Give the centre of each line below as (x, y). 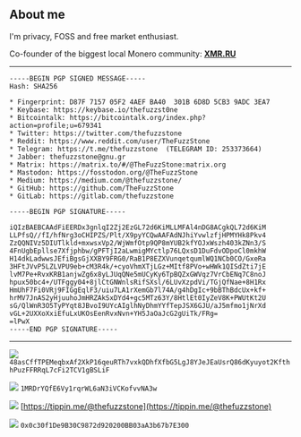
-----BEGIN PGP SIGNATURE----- (68, 211)
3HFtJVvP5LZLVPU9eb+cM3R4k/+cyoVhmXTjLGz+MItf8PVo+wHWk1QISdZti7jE (138, 266)
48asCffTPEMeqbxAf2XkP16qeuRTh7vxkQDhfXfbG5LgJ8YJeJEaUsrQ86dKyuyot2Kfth (150, 362)
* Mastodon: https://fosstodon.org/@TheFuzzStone (104, 172)
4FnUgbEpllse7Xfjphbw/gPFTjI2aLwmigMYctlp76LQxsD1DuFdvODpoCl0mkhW (138, 251)
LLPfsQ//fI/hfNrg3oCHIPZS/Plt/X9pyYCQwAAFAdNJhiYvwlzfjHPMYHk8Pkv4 (138, 235)
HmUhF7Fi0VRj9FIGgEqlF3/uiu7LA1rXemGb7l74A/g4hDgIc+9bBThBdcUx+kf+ (138, 290)
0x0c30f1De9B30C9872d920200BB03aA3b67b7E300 (105, 425)
